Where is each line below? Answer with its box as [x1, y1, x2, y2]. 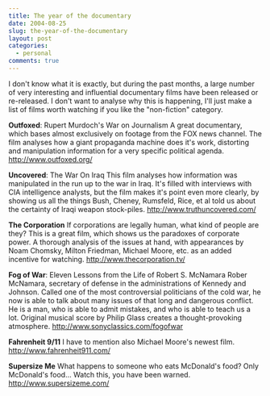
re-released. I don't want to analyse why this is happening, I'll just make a [8, 96, 252, 106]
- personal [15, 49, 52, 57]
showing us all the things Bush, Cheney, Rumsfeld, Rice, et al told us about [8, 195, 256, 206]
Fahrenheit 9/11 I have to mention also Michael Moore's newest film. [8, 336, 235, 347]
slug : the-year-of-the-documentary [8, 27, 128, 35]
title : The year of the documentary [8, 11, 131, 20]
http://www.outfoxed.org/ [8, 154, 93, 164]
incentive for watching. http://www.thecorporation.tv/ [8, 254, 185, 264]
